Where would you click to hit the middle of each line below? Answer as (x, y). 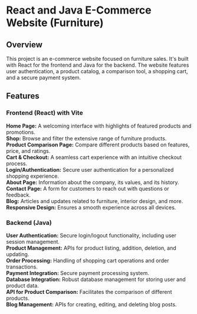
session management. (33, 241)
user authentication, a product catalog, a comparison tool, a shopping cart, (97, 71)
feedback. (18, 195)
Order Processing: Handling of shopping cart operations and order (88, 260)
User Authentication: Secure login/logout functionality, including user (91, 235)
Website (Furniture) (55, 23)
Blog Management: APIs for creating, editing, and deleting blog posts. (91, 304)
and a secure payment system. (44, 78)
